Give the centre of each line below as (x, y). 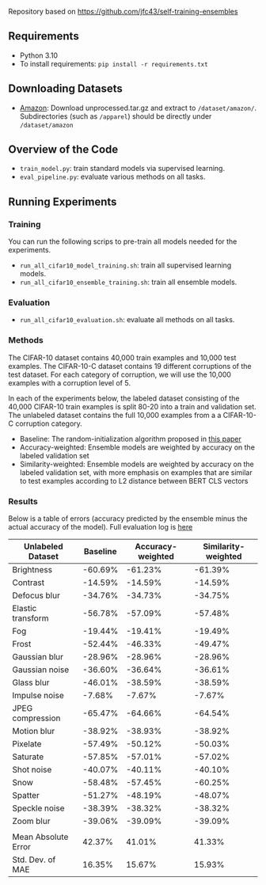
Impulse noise (38, 696)
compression (36, 718)
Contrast (28, 583)
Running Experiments (63, 201)
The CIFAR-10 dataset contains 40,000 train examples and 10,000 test (122, 357)
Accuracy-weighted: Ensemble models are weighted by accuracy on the (137, 447)
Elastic (25, 609)
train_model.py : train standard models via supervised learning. (122, 169)
